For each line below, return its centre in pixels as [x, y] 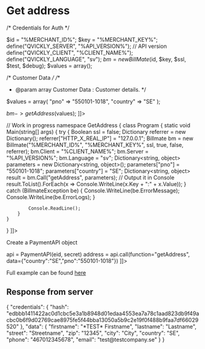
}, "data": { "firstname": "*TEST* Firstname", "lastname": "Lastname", [109, 326]
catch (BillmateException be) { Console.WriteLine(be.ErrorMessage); [93, 190]
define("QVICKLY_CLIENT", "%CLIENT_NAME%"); [70, 52]
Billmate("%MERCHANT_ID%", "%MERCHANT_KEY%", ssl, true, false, [95, 144]
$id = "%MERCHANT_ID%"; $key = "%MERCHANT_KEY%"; [82, 39]
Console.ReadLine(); [55, 208]
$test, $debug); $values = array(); [49, 66]
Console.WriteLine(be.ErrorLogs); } [51, 197]
